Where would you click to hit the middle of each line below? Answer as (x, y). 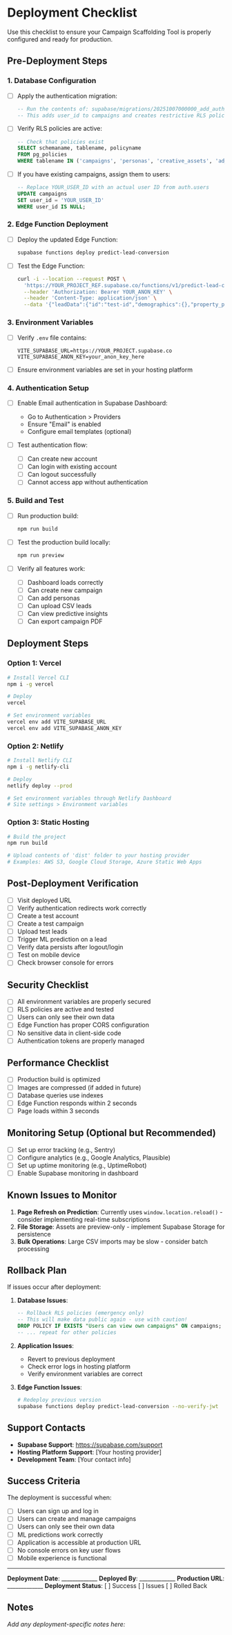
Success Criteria (44, 1481)
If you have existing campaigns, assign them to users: (94, 174)
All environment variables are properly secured (84, 1002)
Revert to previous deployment (71, 1359)
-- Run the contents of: (53, 109)
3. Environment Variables (50, 322)
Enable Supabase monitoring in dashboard (78, 1173)
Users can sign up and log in (58, 1511)
